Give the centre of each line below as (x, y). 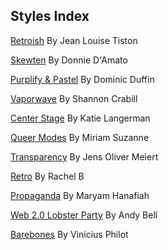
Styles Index (50, 16)
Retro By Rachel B (47, 176)
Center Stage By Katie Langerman (80, 118)
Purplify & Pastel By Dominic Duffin (82, 79)
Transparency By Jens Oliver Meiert (84, 156)
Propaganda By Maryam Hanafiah (80, 195)
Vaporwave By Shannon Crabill (74, 98)
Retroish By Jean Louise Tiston (74, 40)
